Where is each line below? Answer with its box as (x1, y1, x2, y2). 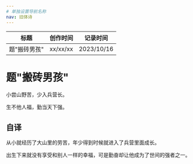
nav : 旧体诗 (6, 14, 33, 20)
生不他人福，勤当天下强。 (6, 104, 68, 111)
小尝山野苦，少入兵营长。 (6, 91, 68, 98)
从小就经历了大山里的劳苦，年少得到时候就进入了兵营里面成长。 (6, 139, 160, 146)
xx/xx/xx (49, 45, 73, 53)
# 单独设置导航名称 (6, 8, 47, 15)
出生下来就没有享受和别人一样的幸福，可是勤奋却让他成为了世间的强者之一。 (6, 152, 191, 159)
